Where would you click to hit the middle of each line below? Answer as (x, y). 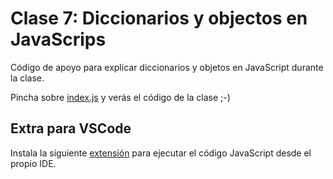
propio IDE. (33, 163)
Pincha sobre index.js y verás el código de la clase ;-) (120, 97)
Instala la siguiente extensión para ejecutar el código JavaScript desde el (161, 153)
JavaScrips (58, 39)
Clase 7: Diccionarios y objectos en (159, 18)
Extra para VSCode (71, 128)
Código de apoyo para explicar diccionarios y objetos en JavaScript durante (167, 67)
